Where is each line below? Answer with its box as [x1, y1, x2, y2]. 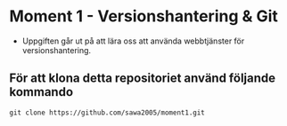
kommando [9, 84, 74, 99]
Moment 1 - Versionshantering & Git [9, 6, 279, 27]
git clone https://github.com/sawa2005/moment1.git [9, 108, 205, 117]
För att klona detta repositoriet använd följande [9, 71, 276, 86]
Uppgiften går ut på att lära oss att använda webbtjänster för [21, 35, 245, 46]
